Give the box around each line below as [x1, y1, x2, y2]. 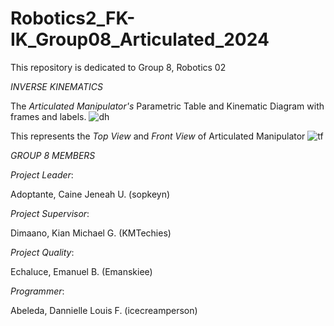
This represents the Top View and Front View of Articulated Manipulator [10, 130, 306, 142]
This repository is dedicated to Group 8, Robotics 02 [10, 61, 227, 73]
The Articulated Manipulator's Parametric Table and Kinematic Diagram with [10, 100, 325, 112]
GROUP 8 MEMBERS [10, 149, 96, 161]
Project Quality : [10, 246, 75, 258]
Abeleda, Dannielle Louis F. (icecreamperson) [10, 304, 198, 316]
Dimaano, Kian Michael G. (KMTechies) [10, 227, 172, 239]
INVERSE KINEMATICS [10, 80, 103, 92]
